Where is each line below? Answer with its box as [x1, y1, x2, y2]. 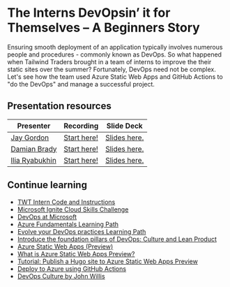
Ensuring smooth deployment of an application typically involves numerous [7, 43, 223, 51]
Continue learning [7, 179, 87, 191]
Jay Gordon [10, 133, 49, 142]
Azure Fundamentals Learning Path [17, 220, 118, 228]
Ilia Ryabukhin [10, 155, 57, 165]
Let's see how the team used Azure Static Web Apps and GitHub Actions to [7, 72, 223, 81]
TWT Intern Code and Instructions [17, 198, 116, 206]
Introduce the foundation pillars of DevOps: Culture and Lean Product [17, 235, 217, 243]
